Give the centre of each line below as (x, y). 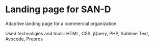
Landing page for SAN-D (58, 9)
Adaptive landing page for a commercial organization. (62, 24)
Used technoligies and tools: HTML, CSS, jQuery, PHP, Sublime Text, (77, 33)
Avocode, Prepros (24, 39)
